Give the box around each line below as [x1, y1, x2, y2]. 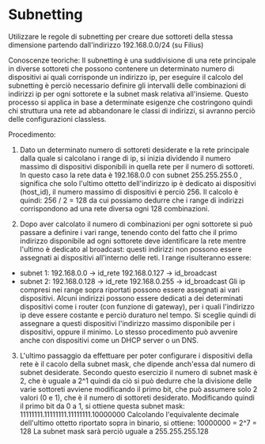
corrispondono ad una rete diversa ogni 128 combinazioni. [19, 203, 210, 213]
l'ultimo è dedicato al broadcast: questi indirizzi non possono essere [19, 244, 243, 254]
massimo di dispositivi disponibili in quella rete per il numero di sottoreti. [19, 161, 255, 171]
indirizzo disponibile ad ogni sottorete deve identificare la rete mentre [19, 236, 247, 245]
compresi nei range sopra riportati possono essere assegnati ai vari [19, 285, 240, 294]
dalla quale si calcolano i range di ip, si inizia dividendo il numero [19, 153, 231, 163]
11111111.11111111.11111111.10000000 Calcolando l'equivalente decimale [19, 409, 240, 419]
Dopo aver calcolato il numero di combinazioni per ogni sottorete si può [19, 219, 253, 229]
